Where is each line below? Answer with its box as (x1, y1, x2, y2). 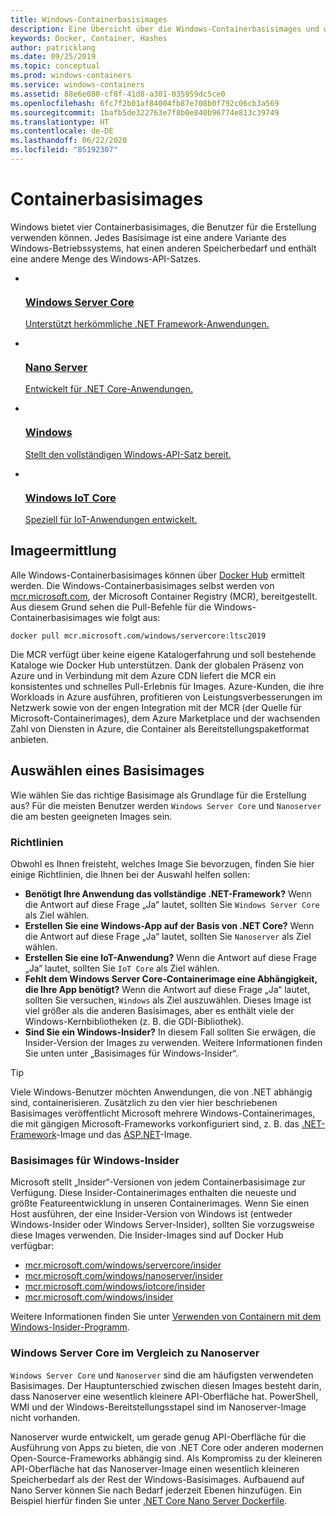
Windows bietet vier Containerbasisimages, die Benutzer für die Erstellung (10, 221, 317, 233)
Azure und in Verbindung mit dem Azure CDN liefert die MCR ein (10, 669, 277, 681)
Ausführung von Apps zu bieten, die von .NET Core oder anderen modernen (10, 1441, 324, 1453)
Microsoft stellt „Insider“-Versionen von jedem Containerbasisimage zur (10, 1176, 306, 1188)
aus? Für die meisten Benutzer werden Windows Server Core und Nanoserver (10, 799, 322, 811)
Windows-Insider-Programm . (10, 1321, 130, 1333)
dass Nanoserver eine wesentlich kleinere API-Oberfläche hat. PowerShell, (10, 1390, 319, 1402)
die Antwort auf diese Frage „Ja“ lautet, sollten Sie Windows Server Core (24, 898, 320, 910)
